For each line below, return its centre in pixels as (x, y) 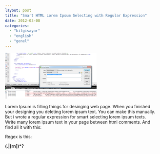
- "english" (22, 36)
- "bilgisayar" (25, 31)
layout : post (18, 10)
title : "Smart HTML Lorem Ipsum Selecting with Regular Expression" (76, 15)
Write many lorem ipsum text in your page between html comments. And (78, 122)
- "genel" (19, 41)
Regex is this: (19, 136)
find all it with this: (23, 127)
